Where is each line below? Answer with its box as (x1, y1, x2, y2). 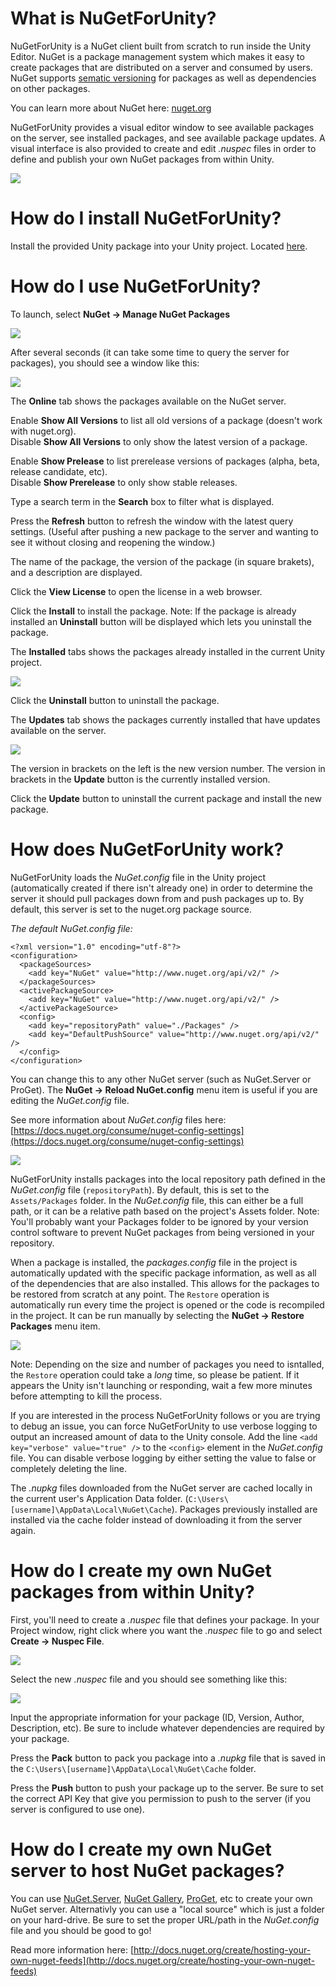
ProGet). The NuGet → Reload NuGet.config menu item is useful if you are (10, 1083, 318, 1096)
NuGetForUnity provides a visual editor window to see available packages (10, 121, 315, 133)
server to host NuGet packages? (10, 1859, 285, 1882)
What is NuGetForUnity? (10, 7, 217, 30)
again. (10, 1524, 37, 1536)
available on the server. (10, 724, 107, 736)
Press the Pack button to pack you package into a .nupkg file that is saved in (10, 1752, 326, 1764)
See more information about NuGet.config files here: (10, 1113, 227, 1126)
